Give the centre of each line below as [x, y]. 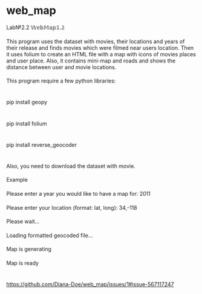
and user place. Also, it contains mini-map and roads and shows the [91, 61]
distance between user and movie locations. [61, 67]
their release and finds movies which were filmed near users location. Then [100, 48]
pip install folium [27, 123]
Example [17, 180]
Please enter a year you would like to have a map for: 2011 [79, 194]
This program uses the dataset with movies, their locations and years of [96, 41]
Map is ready [23, 263]
